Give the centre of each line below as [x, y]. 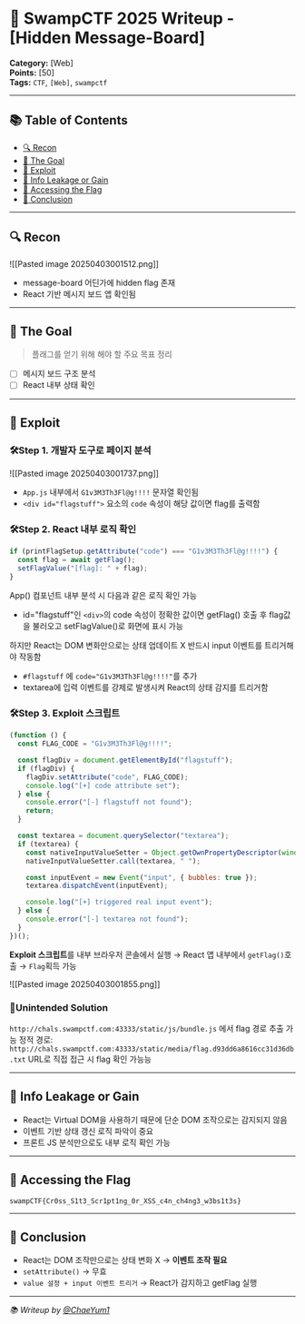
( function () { [38, 736]
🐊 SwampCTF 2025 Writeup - [122, 19]
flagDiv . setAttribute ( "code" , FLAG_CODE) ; [107, 777]
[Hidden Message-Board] [108, 38]
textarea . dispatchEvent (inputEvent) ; [97, 886]
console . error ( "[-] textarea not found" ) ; [107, 919]
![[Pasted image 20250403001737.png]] [84, 474]
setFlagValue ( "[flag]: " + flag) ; [83, 568]
